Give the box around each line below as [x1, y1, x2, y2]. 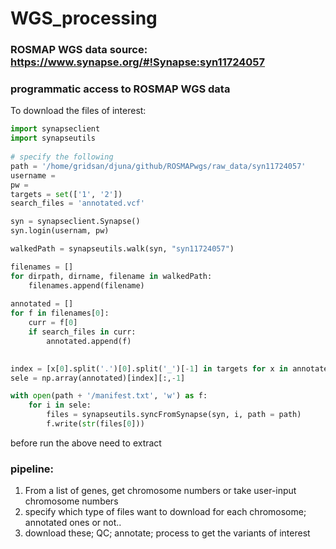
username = [10, 170, 56, 181]
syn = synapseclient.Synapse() [10, 217, 141, 227]
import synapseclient [10, 124, 101, 134]
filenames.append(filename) [28, 280, 145, 291]
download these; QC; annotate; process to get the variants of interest [24, 527, 311, 539]
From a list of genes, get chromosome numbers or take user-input [24, 485, 297, 497]
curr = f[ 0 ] [28, 318, 78, 328]
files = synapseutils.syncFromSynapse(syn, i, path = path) [46, 410, 302, 420]
